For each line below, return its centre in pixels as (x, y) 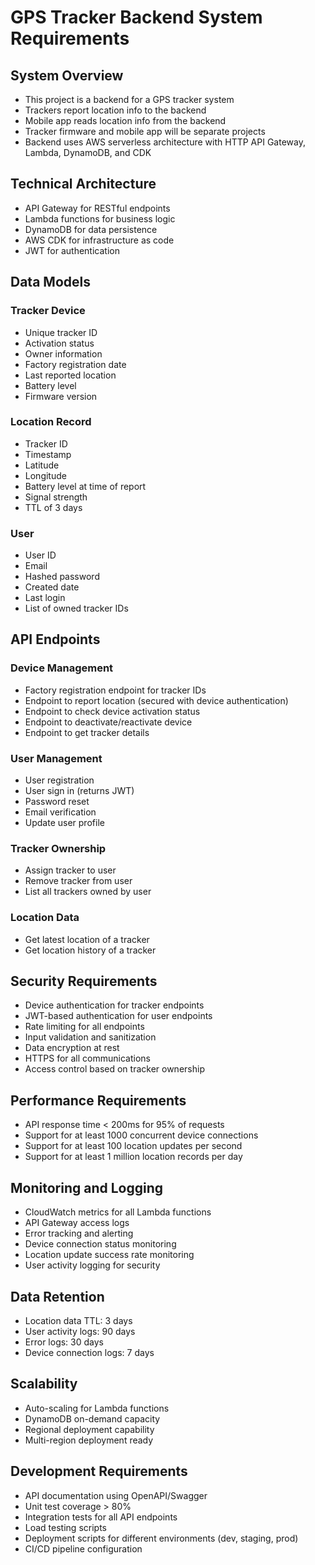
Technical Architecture (83, 184)
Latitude (42, 465)
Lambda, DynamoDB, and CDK (88, 152)
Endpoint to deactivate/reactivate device (108, 722)
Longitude (45, 475)
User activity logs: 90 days (80, 1331)
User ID (40, 555)
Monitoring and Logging (87, 1187)
